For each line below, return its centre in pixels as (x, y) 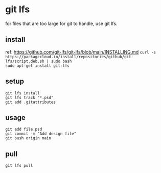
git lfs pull (19, 166)
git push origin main (28, 138)
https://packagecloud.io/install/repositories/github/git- (70, 57)
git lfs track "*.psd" (29, 97)
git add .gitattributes (31, 102)
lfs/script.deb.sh (25, 61)
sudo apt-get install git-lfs (38, 66)
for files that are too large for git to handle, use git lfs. (61, 23)
